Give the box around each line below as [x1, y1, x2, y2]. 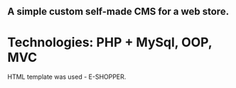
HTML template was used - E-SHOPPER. [7, 72, 127, 81]
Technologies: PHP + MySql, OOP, [7, 34, 213, 50]
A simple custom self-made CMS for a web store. [7, 6, 230, 18]
